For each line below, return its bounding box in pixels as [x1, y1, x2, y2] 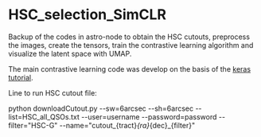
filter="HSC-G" [8, 120, 58, 130]
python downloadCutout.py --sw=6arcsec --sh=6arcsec [8, 104, 193, 113]
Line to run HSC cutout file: [8, 88, 97, 97]
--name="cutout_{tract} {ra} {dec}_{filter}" [59, 120, 196, 130]
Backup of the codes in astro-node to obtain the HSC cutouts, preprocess [8, 32, 251, 41]
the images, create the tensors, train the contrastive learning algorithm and [8, 40, 254, 49]
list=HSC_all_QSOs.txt [8, 112, 80, 121]
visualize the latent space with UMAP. [8, 49, 132, 58]
